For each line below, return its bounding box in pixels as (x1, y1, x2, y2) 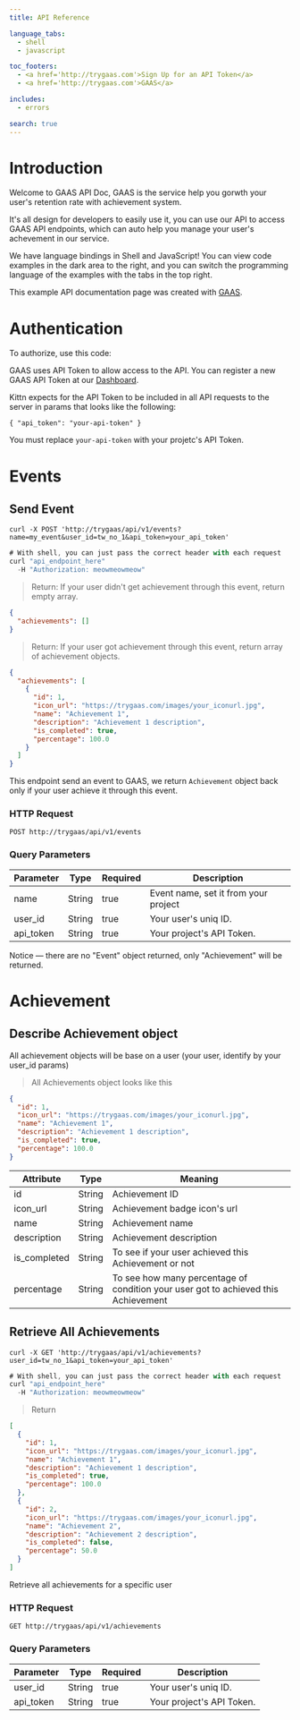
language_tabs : (9, 29, 66, 38)
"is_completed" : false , (25, 1538, 114, 1547)
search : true (9, 119, 58, 128)
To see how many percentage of (112, 1272, 248, 1284)
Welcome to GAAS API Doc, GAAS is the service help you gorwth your (9, 187, 267, 198)
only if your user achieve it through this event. (9, 785, 179, 796)
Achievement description (112, 1231, 217, 1244)
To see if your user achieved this (112, 1246, 249, 1258)
